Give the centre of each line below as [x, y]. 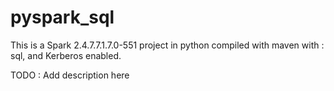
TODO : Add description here [70, 75]
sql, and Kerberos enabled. [66, 55]
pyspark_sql [62, 17]
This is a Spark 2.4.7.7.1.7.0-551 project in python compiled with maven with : [167, 45]
